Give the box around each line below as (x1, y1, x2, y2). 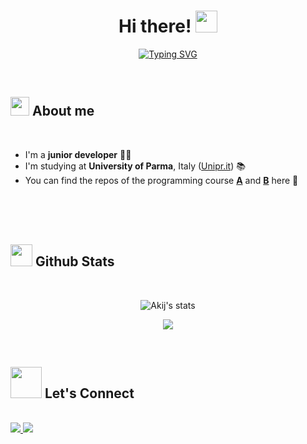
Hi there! (118, 15, 192, 38)
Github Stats (34, 253, 115, 270)
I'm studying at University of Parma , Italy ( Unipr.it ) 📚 (24, 160, 246, 172)
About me (31, 103, 95, 120)
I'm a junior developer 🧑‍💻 (24, 148, 132, 160)
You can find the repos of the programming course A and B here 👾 (24, 174, 299, 186)
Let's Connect (44, 385, 135, 402)
